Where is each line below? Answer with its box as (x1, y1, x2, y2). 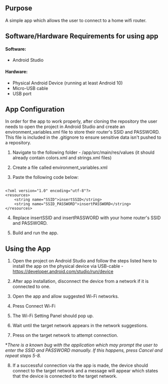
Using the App (5, 244, 51, 253)
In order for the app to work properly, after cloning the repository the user (5, 118, 157, 125)
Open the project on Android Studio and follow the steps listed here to (12, 258, 157, 264)
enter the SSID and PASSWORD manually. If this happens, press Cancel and (5, 347, 163, 353)
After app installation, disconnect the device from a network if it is (12, 278, 149, 284)
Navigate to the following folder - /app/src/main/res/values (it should (12, 149, 154, 155)
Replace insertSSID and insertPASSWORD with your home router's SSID (12, 215, 161, 221)
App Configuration (5, 105, 65, 114)
